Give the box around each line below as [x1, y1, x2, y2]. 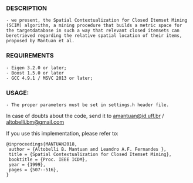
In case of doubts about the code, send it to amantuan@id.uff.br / [6, 112, 164, 119]
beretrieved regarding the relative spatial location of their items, [6, 33, 182, 39]
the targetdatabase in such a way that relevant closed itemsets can [6, 28, 180, 33]
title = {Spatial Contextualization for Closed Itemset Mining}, [8, 151, 172, 157]
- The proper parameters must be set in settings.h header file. [6, 101, 169, 108]
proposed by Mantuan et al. [6, 38, 75, 44]
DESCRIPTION [6, 4, 48, 12]
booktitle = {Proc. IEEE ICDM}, [8, 157, 88, 162]
